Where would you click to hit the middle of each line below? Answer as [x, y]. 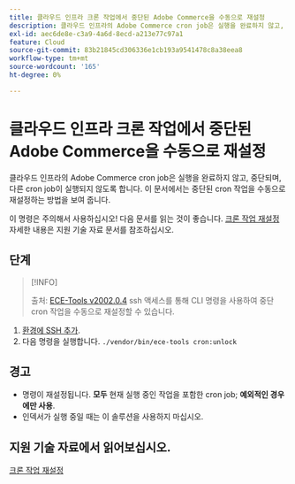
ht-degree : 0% [35, 75]
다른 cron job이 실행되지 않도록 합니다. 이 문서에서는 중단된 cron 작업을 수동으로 [147, 188]
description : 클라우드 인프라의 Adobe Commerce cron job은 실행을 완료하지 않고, [147, 26]
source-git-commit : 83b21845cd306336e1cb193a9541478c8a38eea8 [126, 50]
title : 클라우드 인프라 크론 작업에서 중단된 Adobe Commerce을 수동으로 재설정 [137, 17]
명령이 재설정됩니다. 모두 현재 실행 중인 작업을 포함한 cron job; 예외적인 [145, 395]
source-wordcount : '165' [55, 67]
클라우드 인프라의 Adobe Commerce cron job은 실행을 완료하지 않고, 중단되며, [145, 177]
